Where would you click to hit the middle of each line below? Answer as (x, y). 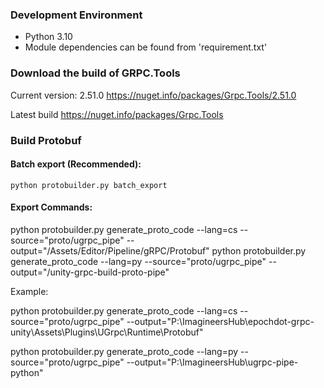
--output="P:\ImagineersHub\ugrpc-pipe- (212, 362)
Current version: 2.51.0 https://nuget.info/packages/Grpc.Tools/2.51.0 (153, 95)
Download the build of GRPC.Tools (95, 73)
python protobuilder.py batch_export (89, 185)
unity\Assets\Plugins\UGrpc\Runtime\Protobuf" (107, 332)
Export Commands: (51, 207)
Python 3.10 (48, 37)
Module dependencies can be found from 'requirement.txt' (146, 47)
